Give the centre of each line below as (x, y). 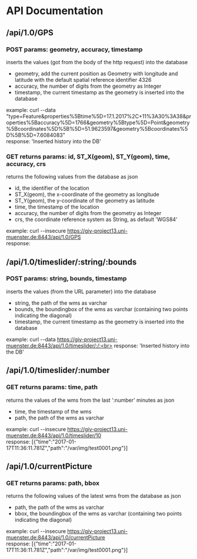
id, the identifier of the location (52, 188)
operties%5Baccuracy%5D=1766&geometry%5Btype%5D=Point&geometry (98, 123)
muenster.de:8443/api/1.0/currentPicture (56, 538)
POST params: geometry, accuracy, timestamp (74, 49)
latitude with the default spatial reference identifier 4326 (83, 80)
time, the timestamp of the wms (53, 411)
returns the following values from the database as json (72, 177)
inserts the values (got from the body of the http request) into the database (97, 62)
